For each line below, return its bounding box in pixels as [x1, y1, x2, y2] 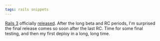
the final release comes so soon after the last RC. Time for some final [5, 25, 143, 31]
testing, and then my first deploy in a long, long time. [5, 30, 110, 36]
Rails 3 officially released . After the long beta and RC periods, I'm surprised [5, 20, 156, 26]
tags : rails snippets [5, 7, 49, 12]
